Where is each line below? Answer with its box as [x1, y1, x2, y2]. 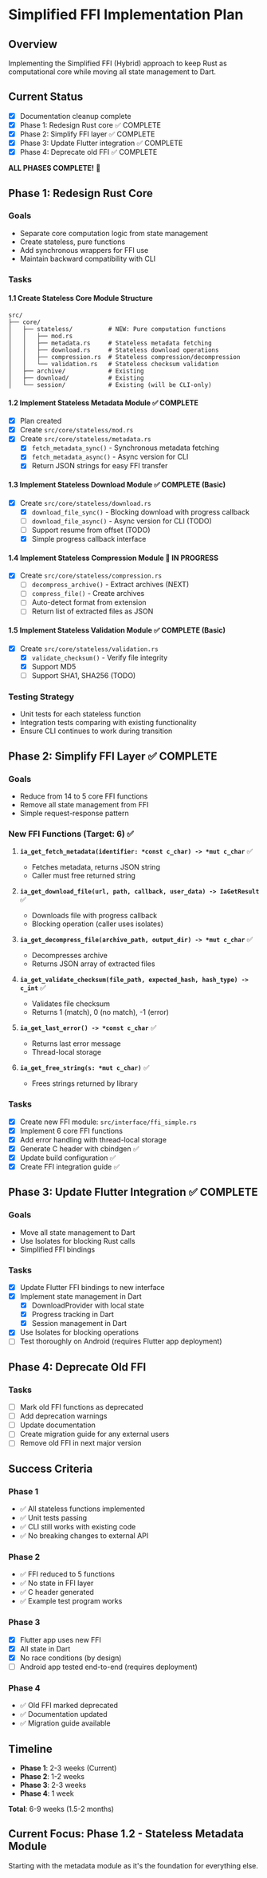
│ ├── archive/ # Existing [8, 367, 145, 375]
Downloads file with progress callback [31, 911, 158, 921]
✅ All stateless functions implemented [19, 1504, 146, 1513]
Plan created [19, 416, 62, 426]
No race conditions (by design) [19, 1653, 122, 1663]
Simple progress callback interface [31, 534, 147, 543]
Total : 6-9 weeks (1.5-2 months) [8, 1805, 114, 1814]
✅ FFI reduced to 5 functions [19, 1569, 116, 1579]
